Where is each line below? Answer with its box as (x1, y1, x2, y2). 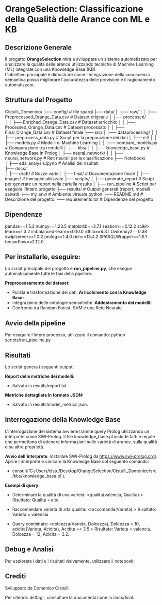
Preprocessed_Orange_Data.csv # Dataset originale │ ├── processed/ (5, 114, 146, 120)
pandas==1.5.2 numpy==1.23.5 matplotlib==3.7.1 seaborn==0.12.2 (5, 223, 137, 229)
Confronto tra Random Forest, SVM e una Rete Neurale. (12, 305, 123, 311)
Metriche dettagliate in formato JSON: (5, 392, 84, 398)
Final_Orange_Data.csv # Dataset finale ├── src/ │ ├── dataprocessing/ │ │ (5, 129, 159, 135)
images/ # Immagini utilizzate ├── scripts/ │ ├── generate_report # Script (5, 175, 154, 181)
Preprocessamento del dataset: (5, 280, 70, 286)
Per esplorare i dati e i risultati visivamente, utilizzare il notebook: (5, 558, 135, 564)
